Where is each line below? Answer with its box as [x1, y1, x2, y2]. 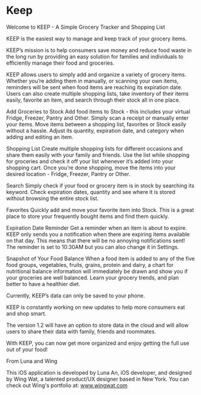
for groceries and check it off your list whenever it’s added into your [6, 157, 173, 165]
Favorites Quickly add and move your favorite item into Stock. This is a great [6, 206, 194, 213]
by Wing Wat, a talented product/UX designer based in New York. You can [6, 375, 190, 382]
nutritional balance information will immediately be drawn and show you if [6, 268, 188, 275]
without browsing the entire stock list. [6, 195, 99, 202]
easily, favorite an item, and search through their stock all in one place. [6, 96, 181, 104]
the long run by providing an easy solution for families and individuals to [6, 53, 184, 60]
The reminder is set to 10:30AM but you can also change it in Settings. [6, 243, 179, 250]
